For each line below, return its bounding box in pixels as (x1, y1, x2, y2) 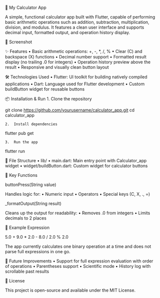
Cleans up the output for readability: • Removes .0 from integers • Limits (5, 210, 150, 216)
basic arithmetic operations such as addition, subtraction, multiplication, (5, 19, 150, 25)
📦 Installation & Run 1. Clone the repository (5, 96, 92, 102)
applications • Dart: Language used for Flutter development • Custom (5, 81, 145, 87)
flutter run (5, 149, 25, 154)
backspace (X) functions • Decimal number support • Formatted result (5, 54, 147, 59)
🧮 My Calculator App (5, 5, 47, 10)
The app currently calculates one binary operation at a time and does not (5, 243, 152, 249)
